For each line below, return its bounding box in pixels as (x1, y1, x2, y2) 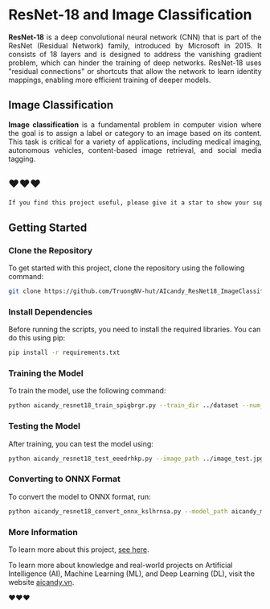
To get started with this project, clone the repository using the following (8, 263, 245, 273)
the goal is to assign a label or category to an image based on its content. (8, 128, 262, 138)
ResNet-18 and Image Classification (8, 6, 252, 24)
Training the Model (8, 368, 84, 379)
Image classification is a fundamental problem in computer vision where (8, 119, 262, 130)
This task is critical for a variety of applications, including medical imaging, (8, 137, 262, 146)
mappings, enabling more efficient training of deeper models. (8, 75, 211, 84)
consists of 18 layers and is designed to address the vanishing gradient (8, 49, 262, 59)
